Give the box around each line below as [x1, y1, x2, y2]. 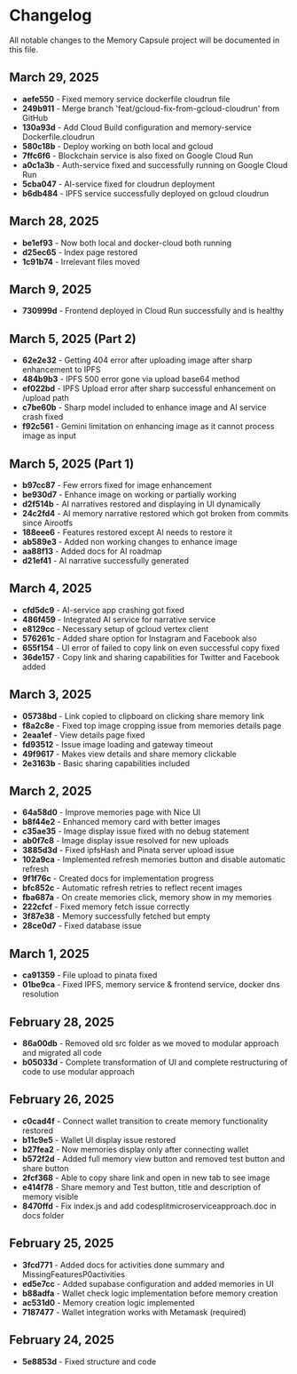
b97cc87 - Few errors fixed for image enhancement [21, 480, 213, 490]
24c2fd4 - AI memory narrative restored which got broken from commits [21, 508, 289, 518]
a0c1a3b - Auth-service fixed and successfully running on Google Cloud [21, 159, 288, 170]
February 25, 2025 [9, 1236, 114, 1251]
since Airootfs [21, 517, 74, 528]
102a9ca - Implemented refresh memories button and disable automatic [21, 854, 286, 865]
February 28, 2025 [9, 1014, 115, 1029]
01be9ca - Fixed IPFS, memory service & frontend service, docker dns [21, 979, 281, 990]
